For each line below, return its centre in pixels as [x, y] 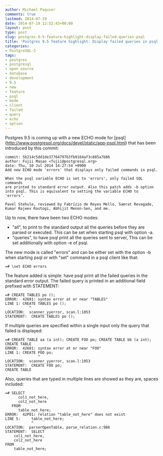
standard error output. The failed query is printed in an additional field [75, 280]
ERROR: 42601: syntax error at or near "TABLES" [57, 299]
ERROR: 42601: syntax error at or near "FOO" [53, 348]
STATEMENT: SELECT [25, 431]
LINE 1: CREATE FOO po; [29, 353]
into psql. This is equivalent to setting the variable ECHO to [72, 191]
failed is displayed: [24, 330]
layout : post [18, 28]
